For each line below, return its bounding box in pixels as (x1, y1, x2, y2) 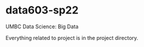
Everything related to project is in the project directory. (5, 34, 139, 41)
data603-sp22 (5, 4, 79, 17)
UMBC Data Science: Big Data (5, 23, 79, 30)
